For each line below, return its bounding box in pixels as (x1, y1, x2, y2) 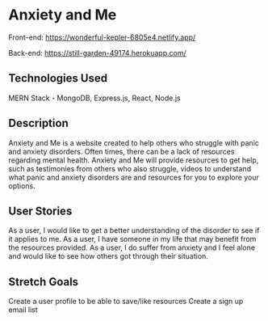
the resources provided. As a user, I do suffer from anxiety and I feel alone (8, 243, 256, 252)
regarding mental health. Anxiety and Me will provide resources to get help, (8, 155, 259, 165)
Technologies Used (8, 71, 107, 86)
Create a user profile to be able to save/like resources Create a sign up (8, 297, 244, 306)
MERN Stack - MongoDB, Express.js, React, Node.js (8, 93, 181, 103)
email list (8, 305, 38, 315)
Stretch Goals (8, 275, 79, 289)
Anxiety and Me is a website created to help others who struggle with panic (8, 137, 260, 147)
